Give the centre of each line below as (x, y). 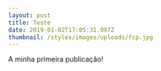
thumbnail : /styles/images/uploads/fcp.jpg (81, 37)
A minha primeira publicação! (56, 59)
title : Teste (30, 23)
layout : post (30, 15)
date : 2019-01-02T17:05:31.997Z (61, 30)
